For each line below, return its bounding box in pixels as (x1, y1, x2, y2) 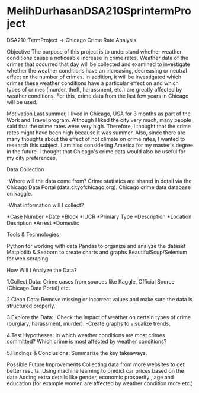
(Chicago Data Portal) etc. (7, 284, 70, 291)
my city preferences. (7, 154, 57, 161)
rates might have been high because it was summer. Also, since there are (7, 129, 186, 136)
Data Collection (7, 165, 44, 173)
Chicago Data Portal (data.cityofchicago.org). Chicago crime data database (7, 183, 191, 191)
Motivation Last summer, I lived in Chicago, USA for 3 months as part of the (7, 110, 191, 117)
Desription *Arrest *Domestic (7, 219, 79, 227)
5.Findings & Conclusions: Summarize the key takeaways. (7, 349, 147, 356)
